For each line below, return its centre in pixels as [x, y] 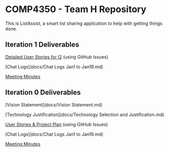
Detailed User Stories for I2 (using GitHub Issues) [57, 57]
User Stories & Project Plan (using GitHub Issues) [57, 124]
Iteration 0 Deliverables [43, 92]
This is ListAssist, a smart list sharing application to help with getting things [84, 23]
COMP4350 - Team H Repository [76, 9]
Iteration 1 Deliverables [42, 45]
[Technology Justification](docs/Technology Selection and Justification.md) [85, 115]
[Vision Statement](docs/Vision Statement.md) [54, 104]
